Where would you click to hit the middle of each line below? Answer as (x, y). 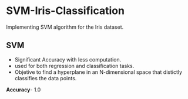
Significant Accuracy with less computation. (68, 59)
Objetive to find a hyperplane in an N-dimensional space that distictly (98, 72)
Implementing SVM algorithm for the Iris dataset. (65, 27)
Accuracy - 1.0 (23, 90)
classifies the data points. (46, 78)
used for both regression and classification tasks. (74, 66)
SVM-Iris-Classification (66, 11)
